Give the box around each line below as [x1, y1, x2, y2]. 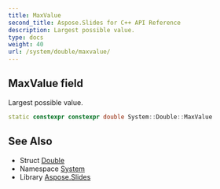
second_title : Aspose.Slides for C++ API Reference [8, 19, 181, 27]
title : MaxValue [8, 11, 61, 20]
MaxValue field [8, 77, 84, 90]
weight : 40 [8, 41, 44, 49]
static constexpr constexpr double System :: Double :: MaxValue [8, 113, 213, 121]
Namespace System [19, 164, 85, 173]
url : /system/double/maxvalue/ [8, 48, 111, 56]
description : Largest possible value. [8, 26, 135, 34]
